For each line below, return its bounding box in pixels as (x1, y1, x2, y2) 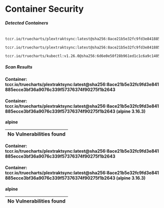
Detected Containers (5, 20, 49, 25)
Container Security (5, 3, 84, 15)
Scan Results (5, 64, 33, 69)
